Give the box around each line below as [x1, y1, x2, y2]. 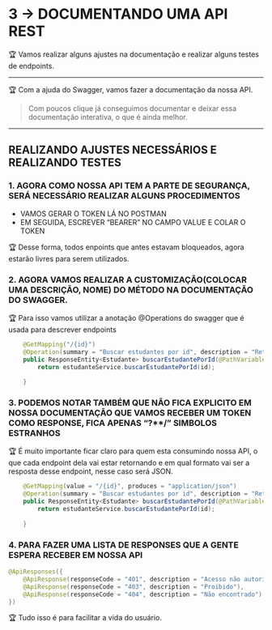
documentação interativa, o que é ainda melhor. [28, 112, 188, 121]
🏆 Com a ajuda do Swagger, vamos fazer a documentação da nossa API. [8, 84, 253, 94]
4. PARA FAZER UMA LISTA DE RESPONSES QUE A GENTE [8, 539, 239, 551]
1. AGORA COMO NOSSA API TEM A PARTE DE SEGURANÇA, [8, 180, 250, 191]
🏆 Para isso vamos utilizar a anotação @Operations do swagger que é [8, 313, 244, 322]
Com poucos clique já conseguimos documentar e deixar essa [28, 103, 237, 113]
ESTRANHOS [8, 428, 61, 439]
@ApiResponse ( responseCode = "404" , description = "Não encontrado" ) [23, 590, 263, 598]
